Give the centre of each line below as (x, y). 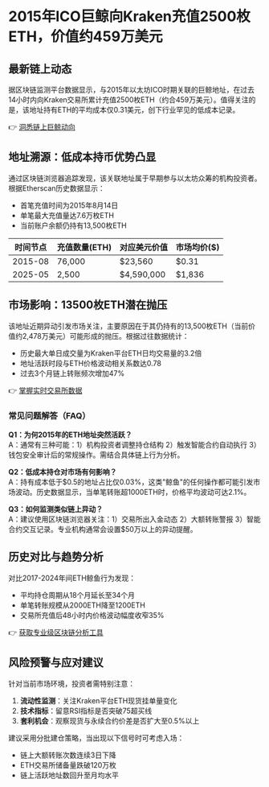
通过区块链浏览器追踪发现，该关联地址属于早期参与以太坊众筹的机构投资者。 (135, 178)
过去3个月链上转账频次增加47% (72, 373)
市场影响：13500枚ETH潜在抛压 (88, 305)
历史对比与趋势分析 (56, 557)
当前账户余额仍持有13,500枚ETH (73, 225)
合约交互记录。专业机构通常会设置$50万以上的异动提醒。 (103, 529)
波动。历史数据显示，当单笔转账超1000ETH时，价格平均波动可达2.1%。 (133, 492)
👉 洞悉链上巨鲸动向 (42, 127)
